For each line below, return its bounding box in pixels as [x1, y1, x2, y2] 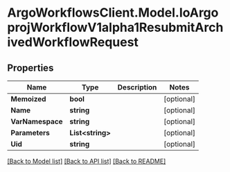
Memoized [10, 94, 46, 103]
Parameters [10, 128, 50, 137]
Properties [7, 62, 54, 74]
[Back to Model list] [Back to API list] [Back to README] [7, 157, 166, 165]
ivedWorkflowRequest [7, 35, 139, 50]
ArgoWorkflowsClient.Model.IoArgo [7, 5, 219, 21]
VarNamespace [10, 117, 64, 126]
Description [117, 83, 157, 92]
